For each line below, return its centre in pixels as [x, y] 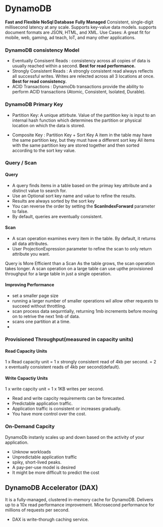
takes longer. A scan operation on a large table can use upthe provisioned [79, 268]
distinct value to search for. [39, 190]
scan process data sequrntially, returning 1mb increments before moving [85, 311]
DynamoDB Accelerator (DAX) [52, 488]
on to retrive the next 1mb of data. [46, 317]
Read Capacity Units [26, 351]
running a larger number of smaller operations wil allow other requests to [85, 301]
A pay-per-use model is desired [44, 467]
